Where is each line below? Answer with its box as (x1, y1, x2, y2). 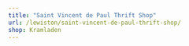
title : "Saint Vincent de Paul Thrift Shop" (8, 11, 157, 19)
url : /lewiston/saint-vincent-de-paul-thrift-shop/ (8, 19, 181, 27)
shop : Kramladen (8, 26, 61, 34)
